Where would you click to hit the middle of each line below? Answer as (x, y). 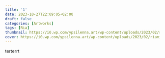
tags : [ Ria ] (17, 28)
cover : (12, 37)
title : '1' (16, 10)
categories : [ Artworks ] (29, 23)
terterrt (12, 51)
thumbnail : (16, 32)
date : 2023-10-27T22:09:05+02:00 (39, 14)
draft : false (18, 19)
